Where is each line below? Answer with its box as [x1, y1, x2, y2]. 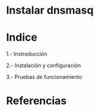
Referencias [6, 94, 67, 107]
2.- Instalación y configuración [6, 62, 81, 69]
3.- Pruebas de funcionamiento [6, 74, 82, 81]
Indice [6, 31, 37, 45]
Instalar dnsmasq [6, 4, 94, 17]
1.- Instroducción [6, 50, 47, 58]
